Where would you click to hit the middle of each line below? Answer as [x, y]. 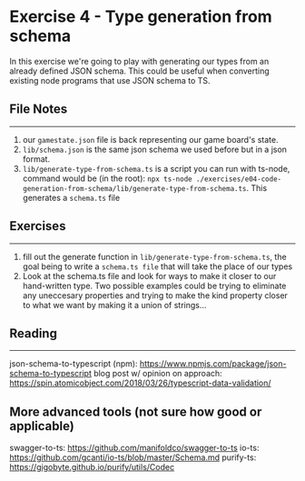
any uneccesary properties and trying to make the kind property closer [155, 295]
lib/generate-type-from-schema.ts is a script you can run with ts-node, [156, 168]
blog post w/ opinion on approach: [158, 374]
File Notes [39, 110]
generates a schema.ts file [71, 197]
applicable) [42, 426]
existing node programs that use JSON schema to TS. [110, 80]
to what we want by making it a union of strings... [114, 305]
